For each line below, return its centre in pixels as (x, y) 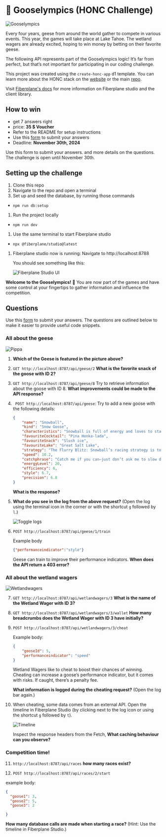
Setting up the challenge (44, 173)
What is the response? (36, 492)
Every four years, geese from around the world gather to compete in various (83, 33)
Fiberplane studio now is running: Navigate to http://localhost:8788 (81, 253)
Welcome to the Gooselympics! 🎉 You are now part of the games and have (83, 282)
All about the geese (29, 338)
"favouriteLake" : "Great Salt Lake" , (61, 445)
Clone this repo (28, 185)
